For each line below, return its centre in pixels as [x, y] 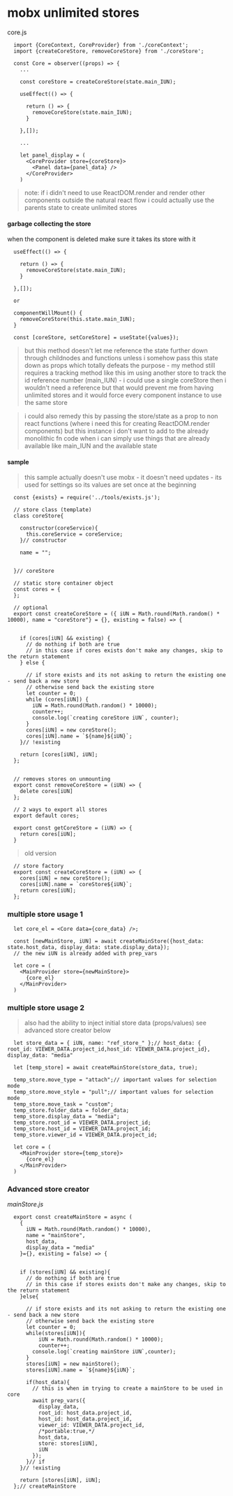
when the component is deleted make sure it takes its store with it [102, 239]
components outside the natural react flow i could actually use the [119, 200]
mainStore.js [25, 1204]
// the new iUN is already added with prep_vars [85, 953]
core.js [17, 32]
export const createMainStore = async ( [73, 1217]
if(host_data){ [48, 1383]
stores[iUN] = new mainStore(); [73, 1364]
